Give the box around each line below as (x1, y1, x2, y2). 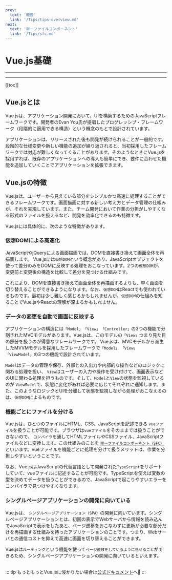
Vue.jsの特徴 (5, 178, 47, 187)
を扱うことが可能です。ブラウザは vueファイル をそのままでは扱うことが (12, 427, 160, 433)
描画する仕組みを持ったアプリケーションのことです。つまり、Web (18, 529, 158, 535)
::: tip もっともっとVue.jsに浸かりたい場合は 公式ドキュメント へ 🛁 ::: (5, 569, 146, 575)
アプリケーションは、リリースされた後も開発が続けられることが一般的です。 (5, 136, 166, 142)
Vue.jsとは (5, 98, 40, 107)
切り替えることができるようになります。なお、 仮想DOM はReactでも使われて (5, 286, 161, 292)
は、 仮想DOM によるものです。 (5, 394, 64, 400)
